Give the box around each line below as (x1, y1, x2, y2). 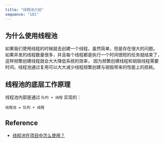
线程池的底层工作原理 (5, 80, 71, 88)
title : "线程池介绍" (5, 7, 44, 12)
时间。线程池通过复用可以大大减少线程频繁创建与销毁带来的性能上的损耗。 (5, 64, 158, 70)
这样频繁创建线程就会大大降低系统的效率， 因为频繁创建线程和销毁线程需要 (5, 58, 159, 64)
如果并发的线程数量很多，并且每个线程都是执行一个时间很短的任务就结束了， (5, 52, 162, 58)
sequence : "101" (5, 12, 39, 17)
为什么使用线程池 (5, 31, 58, 40)
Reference (5, 119, 38, 127)
